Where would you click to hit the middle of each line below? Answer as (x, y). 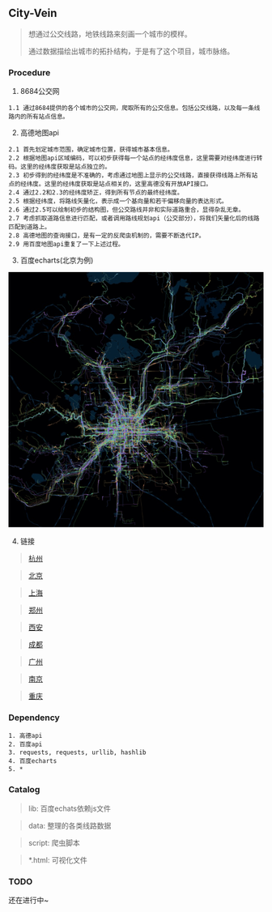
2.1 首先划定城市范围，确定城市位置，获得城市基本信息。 (91, 150)
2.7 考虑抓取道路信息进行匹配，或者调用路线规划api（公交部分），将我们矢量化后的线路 (134, 219)
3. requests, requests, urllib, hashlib (78, 752)
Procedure (30, 72)
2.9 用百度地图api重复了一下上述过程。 (66, 245)
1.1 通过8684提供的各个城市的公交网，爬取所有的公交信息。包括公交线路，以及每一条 (132, 109)
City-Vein (33, 13)
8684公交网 (40, 92)
